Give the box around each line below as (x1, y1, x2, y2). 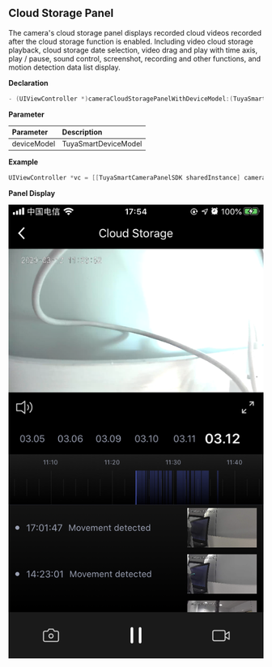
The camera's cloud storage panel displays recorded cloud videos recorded (8, 28, 261, 37)
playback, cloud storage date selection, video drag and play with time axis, (8, 45, 257, 55)
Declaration (8, 78, 49, 87)
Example (8, 157, 39, 167)
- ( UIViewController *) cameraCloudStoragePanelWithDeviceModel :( (8, 95, 233, 103)
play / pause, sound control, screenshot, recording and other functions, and (8, 53, 261, 63)
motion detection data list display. (8, 62, 121, 72)
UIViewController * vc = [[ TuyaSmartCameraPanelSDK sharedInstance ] (8, 173, 241, 181)
